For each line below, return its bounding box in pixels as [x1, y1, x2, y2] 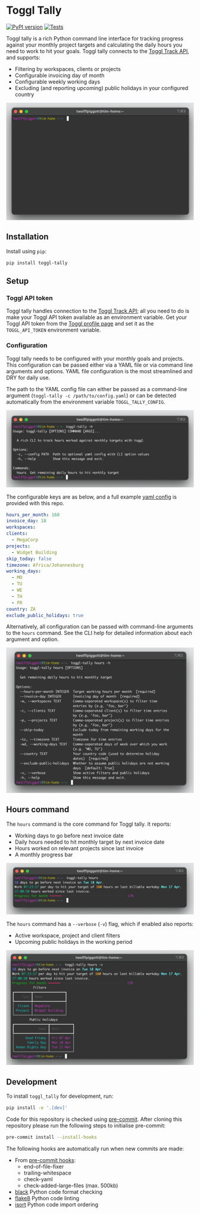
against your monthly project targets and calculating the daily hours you [6, 41, 183, 48]
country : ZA [6, 606, 36, 612]
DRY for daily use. [6, 374, 51, 381]
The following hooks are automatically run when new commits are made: [6, 1145, 185, 1153]
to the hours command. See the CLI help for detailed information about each [6, 630, 192, 637]
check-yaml [23, 1176, 53, 1183]
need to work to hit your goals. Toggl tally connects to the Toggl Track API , [6, 47, 189, 54]
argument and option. [6, 636, 60, 643]
